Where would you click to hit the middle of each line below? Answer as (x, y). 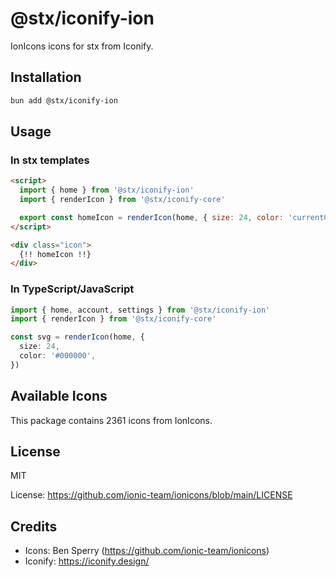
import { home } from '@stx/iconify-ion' (107, 190)
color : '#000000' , (58, 356)
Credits (34, 526)
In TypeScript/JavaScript (72, 289)
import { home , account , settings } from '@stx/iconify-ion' (140, 310)
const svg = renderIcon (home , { (77, 337)
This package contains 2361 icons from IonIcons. (111, 420)
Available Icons (59, 396)
